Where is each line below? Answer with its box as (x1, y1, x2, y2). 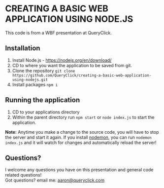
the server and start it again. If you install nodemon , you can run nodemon (5, 134, 152, 140)
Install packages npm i (12, 81, 58, 87)
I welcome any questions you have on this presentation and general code (5, 167, 154, 173)
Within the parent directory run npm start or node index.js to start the (12, 114, 155, 120)
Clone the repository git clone (12, 68, 75, 74)
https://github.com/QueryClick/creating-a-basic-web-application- (12, 73, 152, 78)
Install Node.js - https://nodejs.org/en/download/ (12, 57, 112, 63)
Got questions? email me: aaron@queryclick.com (5, 177, 105, 183)
